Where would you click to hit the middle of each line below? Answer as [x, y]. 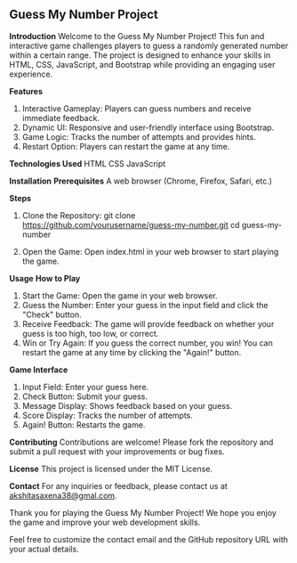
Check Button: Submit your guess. [85, 396]
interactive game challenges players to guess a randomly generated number [149, 45]
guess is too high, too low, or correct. [90, 333]
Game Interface [39, 370]
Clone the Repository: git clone [79, 215]
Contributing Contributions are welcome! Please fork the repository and [141, 442]
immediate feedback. [61, 118]
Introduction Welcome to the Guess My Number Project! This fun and [137, 36]
